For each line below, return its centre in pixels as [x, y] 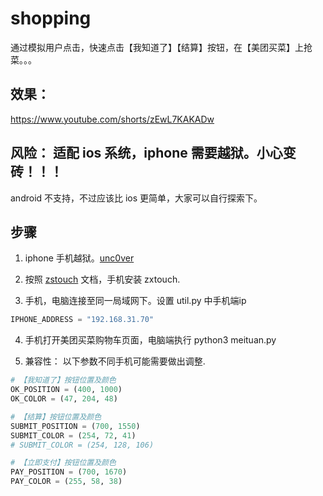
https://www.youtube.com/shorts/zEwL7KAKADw [112, 119]
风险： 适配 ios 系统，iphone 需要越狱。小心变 [153, 153]
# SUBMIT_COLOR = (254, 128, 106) [82, 445]
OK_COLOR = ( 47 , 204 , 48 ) [64, 399]
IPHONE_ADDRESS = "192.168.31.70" [82, 320]
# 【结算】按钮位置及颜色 [56, 417]
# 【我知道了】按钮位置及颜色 [63, 380]
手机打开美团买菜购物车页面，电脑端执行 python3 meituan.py [150, 340]
